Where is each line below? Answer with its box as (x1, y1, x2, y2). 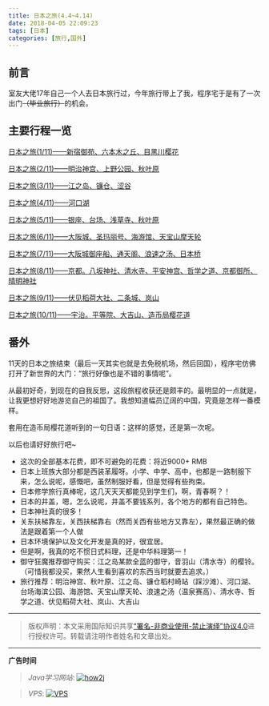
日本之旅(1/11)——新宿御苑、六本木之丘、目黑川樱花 (8, 146, 179, 156)
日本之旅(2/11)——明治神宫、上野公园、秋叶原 (8, 163, 160, 173)
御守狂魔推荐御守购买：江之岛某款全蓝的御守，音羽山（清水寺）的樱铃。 (19, 556, 259, 566)
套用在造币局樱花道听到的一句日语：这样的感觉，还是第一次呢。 (8, 422, 219, 432)
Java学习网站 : (27, 672, 75, 682)
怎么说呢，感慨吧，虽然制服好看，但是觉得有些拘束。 (34, 476, 210, 486)
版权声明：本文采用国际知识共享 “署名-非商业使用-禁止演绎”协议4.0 (27, 621, 248, 631)
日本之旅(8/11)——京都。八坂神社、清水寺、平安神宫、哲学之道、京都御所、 (8, 266, 258, 275)
